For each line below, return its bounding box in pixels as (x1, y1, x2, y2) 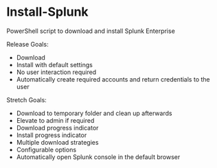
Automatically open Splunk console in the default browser (16, 152, 181, 161)
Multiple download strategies (16, 138, 99, 146)
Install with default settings (16, 60, 93, 69)
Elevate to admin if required (16, 116, 95, 124)
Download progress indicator (16, 123, 99, 132)
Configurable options (16, 145, 77, 154)
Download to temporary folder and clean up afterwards (16, 109, 172, 117)
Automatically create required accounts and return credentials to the (16, 75, 210, 83)
